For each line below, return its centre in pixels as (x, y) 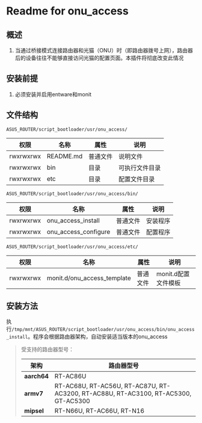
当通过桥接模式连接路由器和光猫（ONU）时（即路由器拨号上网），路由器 (104, 50)
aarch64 (36, 376)
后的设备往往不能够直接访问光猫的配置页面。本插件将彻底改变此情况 (99, 58)
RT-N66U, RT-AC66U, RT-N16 (99, 411)
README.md (65, 156)
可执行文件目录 (139, 168)
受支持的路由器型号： (47, 350)
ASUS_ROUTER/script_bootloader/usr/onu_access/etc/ (72, 247)
